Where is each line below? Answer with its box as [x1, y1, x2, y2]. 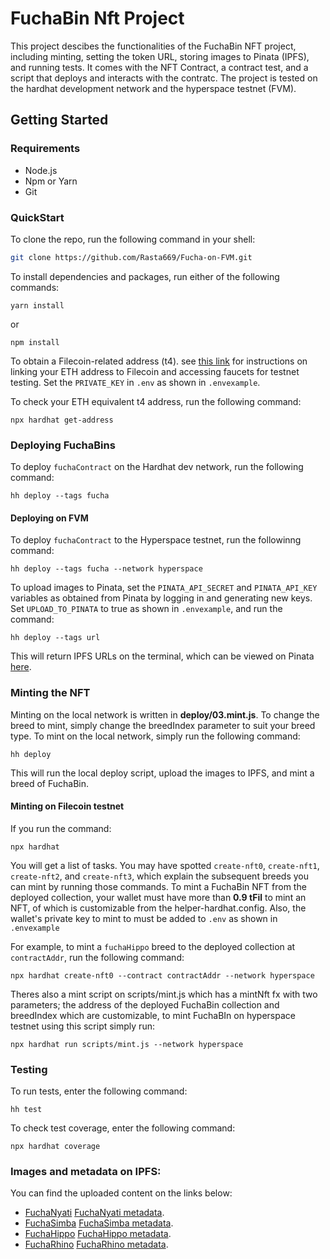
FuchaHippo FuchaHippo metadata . [24, 1228, 172, 1240]
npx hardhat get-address [10, 415, 114, 425]
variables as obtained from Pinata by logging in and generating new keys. [10, 592, 313, 604]
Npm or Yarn [24, 175, 78, 187]
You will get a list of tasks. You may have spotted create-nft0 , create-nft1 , [10, 859, 320, 871]
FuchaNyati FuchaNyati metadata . [24, 1207, 165, 1219]
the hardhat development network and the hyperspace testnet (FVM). [10, 82, 297, 94]
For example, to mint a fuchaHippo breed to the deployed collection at [10, 940, 296, 952]
